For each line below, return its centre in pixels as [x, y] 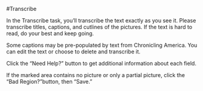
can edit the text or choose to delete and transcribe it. [73, 52]
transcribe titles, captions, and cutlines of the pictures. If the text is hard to [99, 27]
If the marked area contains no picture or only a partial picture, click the [96, 75]
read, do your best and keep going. [50, 33]
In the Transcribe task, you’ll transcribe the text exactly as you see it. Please [101, 20]
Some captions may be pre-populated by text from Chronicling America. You [102, 45]
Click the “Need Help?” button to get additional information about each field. [101, 63]
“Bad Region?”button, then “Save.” [49, 82]
